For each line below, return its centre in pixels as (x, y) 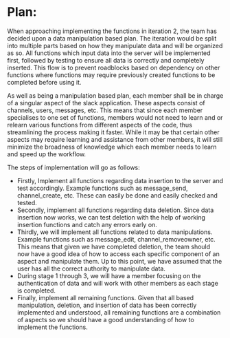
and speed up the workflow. (47, 154)
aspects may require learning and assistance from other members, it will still (115, 139)
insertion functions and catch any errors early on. (87, 224)
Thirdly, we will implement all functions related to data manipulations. (115, 232)
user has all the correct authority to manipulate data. (91, 268)
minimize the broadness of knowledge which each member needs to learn (112, 147)
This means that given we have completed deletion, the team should (114, 246)
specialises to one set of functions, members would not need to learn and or (115, 117)
